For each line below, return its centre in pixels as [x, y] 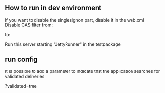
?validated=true [21, 86]
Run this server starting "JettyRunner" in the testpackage [63, 44]
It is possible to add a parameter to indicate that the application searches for [82, 71]
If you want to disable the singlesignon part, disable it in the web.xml [75, 20]
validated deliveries [25, 76]
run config [21, 59]
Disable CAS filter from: [29, 25]
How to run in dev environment [53, 8]
